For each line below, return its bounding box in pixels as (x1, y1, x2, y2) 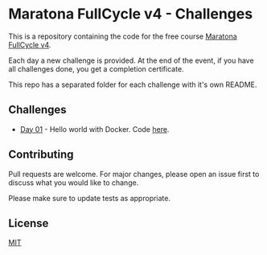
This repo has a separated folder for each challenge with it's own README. (8, 80, 257, 89)
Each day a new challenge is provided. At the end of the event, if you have (8, 56, 255, 65)
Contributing (8, 148, 74, 162)
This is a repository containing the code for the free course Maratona (8, 31, 237, 41)
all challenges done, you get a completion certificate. (8, 64, 184, 73)
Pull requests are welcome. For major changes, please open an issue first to (8, 169, 260, 179)
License (8, 216, 49, 230)
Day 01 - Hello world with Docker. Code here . (19, 124, 170, 134)
